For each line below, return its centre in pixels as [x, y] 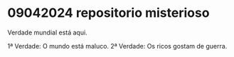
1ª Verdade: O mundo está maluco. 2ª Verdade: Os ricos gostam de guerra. [117, 46]
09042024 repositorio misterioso [108, 13]
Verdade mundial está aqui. [47, 32]
